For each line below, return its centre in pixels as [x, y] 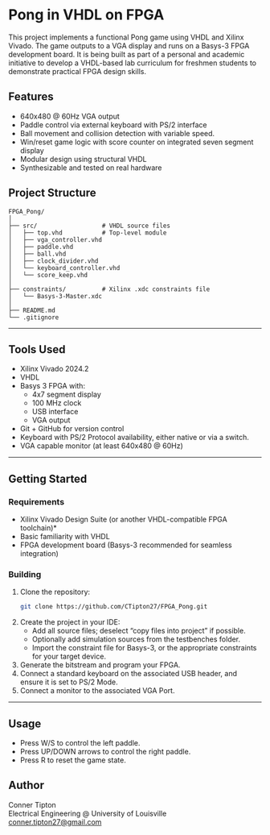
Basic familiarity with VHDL [65, 537]
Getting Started [48, 478]
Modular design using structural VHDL [83, 159]
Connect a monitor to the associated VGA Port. [97, 691]
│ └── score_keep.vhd [48, 275]
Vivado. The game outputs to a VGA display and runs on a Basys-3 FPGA [129, 45]
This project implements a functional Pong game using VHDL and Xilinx [126, 37]
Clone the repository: [55, 592]
